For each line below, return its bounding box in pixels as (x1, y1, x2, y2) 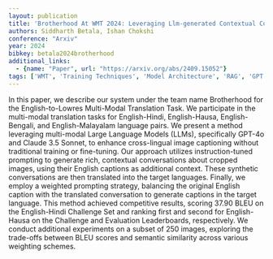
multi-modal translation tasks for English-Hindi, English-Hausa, (8, 111, 219, 122)
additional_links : (8, 58, 71, 66)
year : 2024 (8, 42, 45, 50)
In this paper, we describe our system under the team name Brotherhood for (8, 94, 264, 104)
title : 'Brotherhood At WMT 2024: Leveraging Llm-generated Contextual (8, 19, 256, 28)
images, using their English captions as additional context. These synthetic (8, 163, 258, 173)
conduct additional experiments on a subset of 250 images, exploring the (8, 224, 253, 234)
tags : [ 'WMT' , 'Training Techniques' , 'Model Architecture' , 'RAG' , (8, 72, 245, 80)
